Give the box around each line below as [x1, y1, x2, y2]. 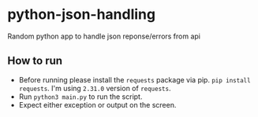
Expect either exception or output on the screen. [18, 100, 177, 109]
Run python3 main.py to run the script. [18, 92, 143, 101]
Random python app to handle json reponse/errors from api [7, 31, 201, 41]
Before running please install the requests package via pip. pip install [18, 75, 251, 84]
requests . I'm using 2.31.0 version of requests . [18, 83, 171, 93]
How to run [7, 54, 63, 68]
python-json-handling [7, 5, 155, 24]
